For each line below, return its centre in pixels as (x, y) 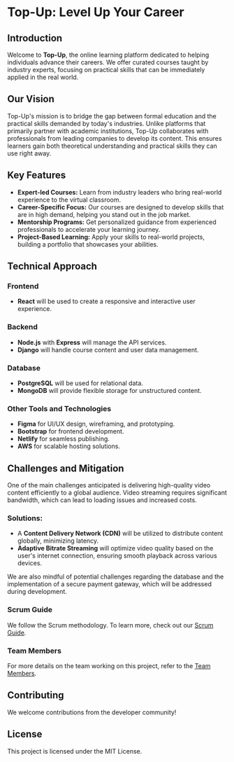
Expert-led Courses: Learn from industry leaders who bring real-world (119, 192)
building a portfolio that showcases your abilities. (88, 244)
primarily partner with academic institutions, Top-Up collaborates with (108, 131)
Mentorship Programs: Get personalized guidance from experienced (117, 222)
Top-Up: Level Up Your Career (96, 12)
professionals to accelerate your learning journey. (89, 229)
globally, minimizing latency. (58, 541)
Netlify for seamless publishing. (64, 439)
